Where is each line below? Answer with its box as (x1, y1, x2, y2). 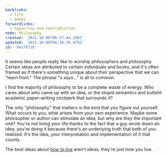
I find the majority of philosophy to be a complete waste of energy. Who (5, 84, 154, 90)
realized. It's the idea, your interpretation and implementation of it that (5, 131, 150, 137)
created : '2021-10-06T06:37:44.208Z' (5, 36, 85, 41)
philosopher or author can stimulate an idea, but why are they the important (5, 115, 162, 121)
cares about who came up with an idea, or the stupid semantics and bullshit (5, 89, 162, 95)
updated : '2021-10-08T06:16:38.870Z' (5, 40, 85, 45)
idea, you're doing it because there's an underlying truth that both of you (5, 126, 156, 132)
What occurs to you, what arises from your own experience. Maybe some (5, 110, 157, 116)
